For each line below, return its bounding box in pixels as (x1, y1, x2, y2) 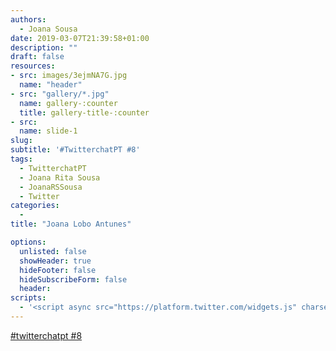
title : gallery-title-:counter (19, 107, 150, 118)
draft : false (10, 52, 65, 62)
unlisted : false (19, 246, 87, 256)
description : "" (10, 42, 78, 53)
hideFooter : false (19, 265, 97, 275)
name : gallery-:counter (19, 98, 118, 108)
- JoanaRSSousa (19, 182, 83, 192)
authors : (10, 14, 47, 25)
